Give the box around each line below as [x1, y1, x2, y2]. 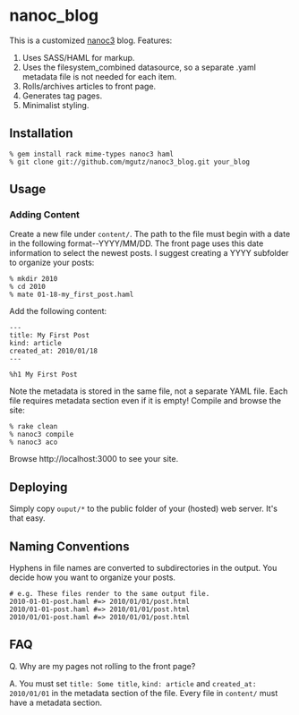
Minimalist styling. [21, 99, 90, 110]
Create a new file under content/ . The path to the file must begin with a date [9, 229, 291, 240]
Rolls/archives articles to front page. [21, 81, 157, 91]
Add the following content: [9, 306, 107, 317]
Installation [9, 126, 73, 141]
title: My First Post [9, 331, 90, 340]
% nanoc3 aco [9, 438, 58, 447]
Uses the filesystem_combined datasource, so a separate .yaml [21, 62, 257, 72]
